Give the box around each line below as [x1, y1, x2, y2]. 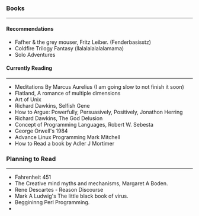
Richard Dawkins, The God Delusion [14, 114, 103, 122]
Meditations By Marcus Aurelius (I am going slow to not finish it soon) [14, 83, 185, 90]
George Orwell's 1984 [14, 127, 68, 134]
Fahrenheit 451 [14, 173, 52, 180]
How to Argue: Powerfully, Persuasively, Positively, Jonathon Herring [14, 108, 183, 115]
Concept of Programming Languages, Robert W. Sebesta [14, 121, 154, 128]
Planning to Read [6, 154, 56, 163]
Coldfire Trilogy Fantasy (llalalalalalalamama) [14, 44, 124, 51]
